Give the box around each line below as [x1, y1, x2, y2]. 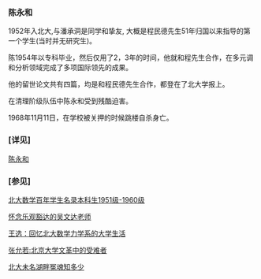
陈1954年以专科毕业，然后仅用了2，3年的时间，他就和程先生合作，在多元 [8, 53, 247, 62]
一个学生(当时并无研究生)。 [8, 36, 97, 46]
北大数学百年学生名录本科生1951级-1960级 [8, 195, 145, 204]
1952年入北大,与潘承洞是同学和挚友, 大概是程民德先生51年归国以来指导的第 [8, 26, 251, 36]
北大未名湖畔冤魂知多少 [8, 262, 84, 271]
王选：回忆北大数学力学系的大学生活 [8, 229, 126, 238]
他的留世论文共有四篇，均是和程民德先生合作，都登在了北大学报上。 [8, 80, 229, 89]
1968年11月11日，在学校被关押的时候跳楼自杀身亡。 [8, 113, 173, 123]
